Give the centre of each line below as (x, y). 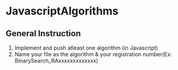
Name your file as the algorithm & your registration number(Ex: (93, 54)
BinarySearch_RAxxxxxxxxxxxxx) (56, 61)
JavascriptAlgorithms (62, 11)
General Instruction (43, 33)
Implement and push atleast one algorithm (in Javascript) (86, 48)
